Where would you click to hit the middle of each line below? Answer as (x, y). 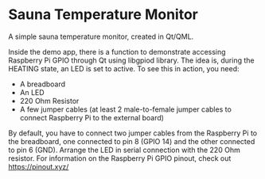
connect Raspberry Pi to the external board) (92, 117)
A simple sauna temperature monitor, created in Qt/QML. (101, 36)
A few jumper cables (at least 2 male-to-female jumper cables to (126, 109)
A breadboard (43, 84)
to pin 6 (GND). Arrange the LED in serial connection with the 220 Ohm (124, 150)
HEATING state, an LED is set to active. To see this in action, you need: (124, 68)
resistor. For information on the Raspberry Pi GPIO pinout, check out (120, 158)
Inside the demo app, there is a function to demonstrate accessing (117, 51)
